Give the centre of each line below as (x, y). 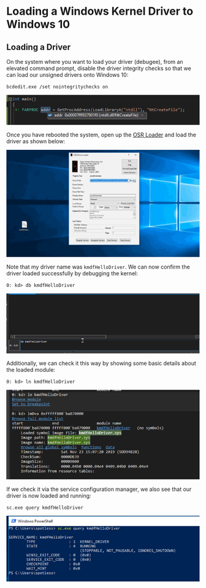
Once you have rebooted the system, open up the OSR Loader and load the (101, 135)
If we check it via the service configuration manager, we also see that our (99, 489)
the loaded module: (31, 370)
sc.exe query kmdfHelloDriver (45, 508)
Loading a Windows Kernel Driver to (100, 11)
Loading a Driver (39, 47)
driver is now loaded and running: (49, 495)
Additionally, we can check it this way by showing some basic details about (101, 363)
